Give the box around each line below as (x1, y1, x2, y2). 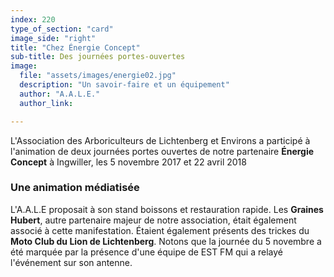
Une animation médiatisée (10, 181, 140, 195)
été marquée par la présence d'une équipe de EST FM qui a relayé (10, 246, 283, 258)
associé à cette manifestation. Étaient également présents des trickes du (10, 224, 310, 236)
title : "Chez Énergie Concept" (10, 42, 141, 53)
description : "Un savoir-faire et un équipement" (19, 80, 230, 90)
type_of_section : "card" (10, 24, 114, 34)
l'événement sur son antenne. (10, 256, 133, 268)
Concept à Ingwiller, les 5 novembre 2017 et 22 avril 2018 (10, 156, 247, 168)
